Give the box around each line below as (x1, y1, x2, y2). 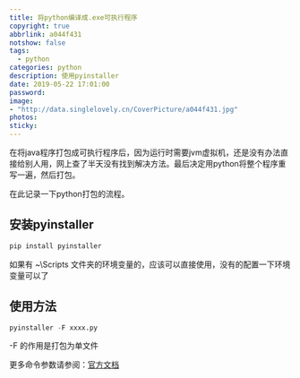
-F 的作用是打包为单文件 (9, 340, 99, 351)
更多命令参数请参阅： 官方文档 (9, 359, 119, 370)
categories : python (9, 64, 82, 73)
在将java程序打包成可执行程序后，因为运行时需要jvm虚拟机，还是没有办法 (9, 147, 281, 158)
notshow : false (9, 38, 66, 47)
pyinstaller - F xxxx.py (9, 323, 99, 332)
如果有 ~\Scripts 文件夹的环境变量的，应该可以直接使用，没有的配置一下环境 (9, 259, 291, 270)
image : (9, 96, 34, 106)
